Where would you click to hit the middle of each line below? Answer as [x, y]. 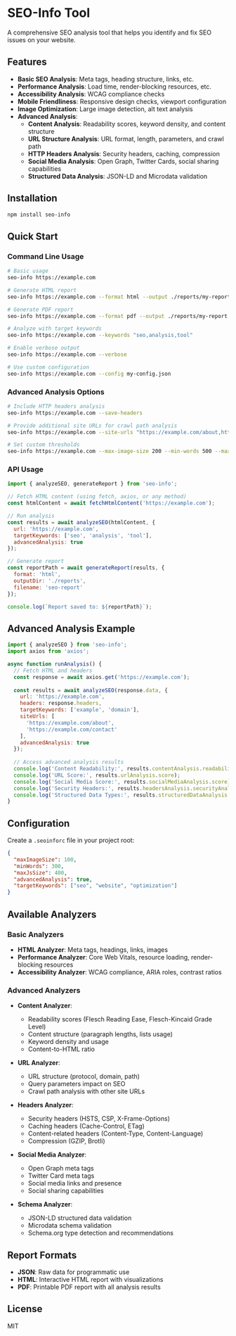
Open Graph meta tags [61, 1169]
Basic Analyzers [36, 934]
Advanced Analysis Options [56, 392]
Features [27, 62]
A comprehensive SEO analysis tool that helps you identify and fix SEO [110, 32]
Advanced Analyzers [44, 990]
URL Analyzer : [39, 1063]
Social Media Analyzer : [52, 1154]
